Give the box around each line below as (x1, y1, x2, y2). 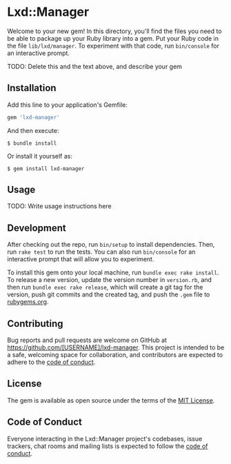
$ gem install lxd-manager (7, 165, 85, 172)
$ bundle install (7, 139, 57, 147)
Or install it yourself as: (7, 152, 72, 160)
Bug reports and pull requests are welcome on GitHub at (7, 336, 168, 345)
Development (7, 222, 67, 234)
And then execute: (7, 126, 59, 134)
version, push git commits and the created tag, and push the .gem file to (7, 290, 210, 299)
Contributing (7, 318, 63, 330)
